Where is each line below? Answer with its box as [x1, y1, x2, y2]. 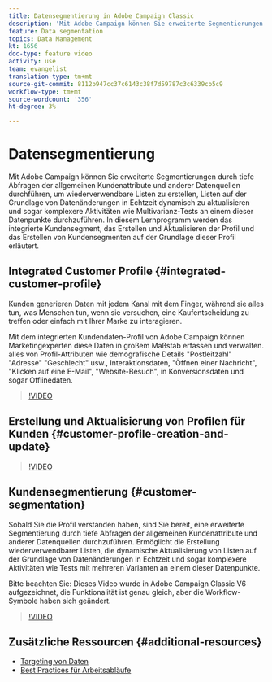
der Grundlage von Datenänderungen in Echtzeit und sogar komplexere [8, 554, 247, 564]
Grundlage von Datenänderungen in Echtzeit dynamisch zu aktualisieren [8, 198, 250, 208]
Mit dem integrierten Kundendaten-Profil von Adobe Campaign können [8, 331, 245, 342]
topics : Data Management [8, 34, 93, 43]
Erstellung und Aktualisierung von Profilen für [8, 414, 246, 428]
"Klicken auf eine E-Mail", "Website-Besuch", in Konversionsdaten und [8, 366, 244, 376]
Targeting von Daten [19, 657, 89, 667]
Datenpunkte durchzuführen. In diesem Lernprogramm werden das [8, 215, 233, 225]
